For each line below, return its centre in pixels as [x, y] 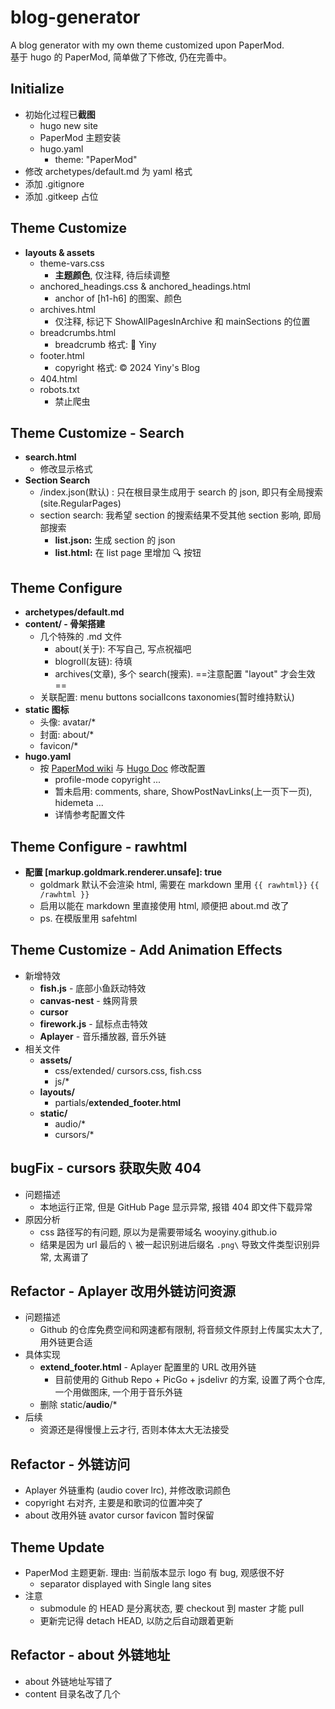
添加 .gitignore [54, 183]
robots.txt [59, 389]
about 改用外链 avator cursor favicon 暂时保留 [119, 1515]
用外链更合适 [66, 1342]
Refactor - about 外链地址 [90, 1655]
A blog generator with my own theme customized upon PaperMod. [147, 45]
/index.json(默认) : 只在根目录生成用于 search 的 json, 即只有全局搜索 [181, 492]
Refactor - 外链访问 [70, 1464]
